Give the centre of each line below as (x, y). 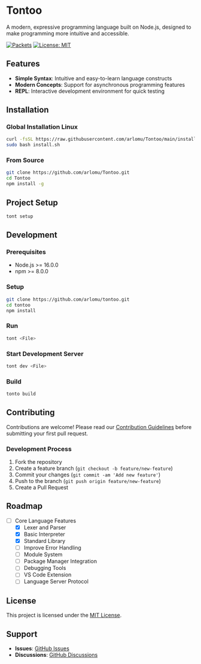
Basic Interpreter (45, 534)
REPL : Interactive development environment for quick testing (90, 91)
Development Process (39, 449)
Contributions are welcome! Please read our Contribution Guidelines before (99, 427)
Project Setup (32, 202)
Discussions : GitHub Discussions (56, 655)
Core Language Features (45, 520)
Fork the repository (39, 462)
